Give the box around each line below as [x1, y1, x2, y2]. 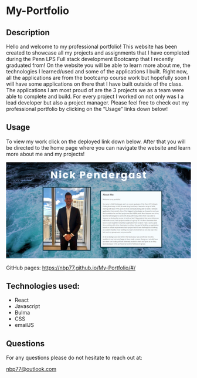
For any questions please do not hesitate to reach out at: [6, 354, 142, 362]
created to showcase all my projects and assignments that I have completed [6, 49, 189, 56]
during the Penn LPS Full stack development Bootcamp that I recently [6, 56, 174, 62]
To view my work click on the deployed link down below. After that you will [6, 138, 186, 145]
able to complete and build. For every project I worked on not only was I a [6, 93, 184, 100]
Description [6, 28, 50, 38]
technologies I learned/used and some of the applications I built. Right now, [6, 68, 188, 75]
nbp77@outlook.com [6, 366, 57, 373]
